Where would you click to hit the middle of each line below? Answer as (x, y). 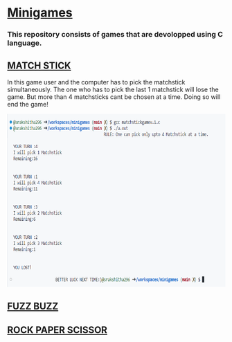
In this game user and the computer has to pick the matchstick (96, 82)
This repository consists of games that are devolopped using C (115, 35)
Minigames (40, 13)
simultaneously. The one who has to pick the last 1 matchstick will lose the (113, 89)
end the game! (28, 104)
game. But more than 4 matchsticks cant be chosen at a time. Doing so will (114, 97)
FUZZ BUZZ (33, 306)
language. (25, 43)
